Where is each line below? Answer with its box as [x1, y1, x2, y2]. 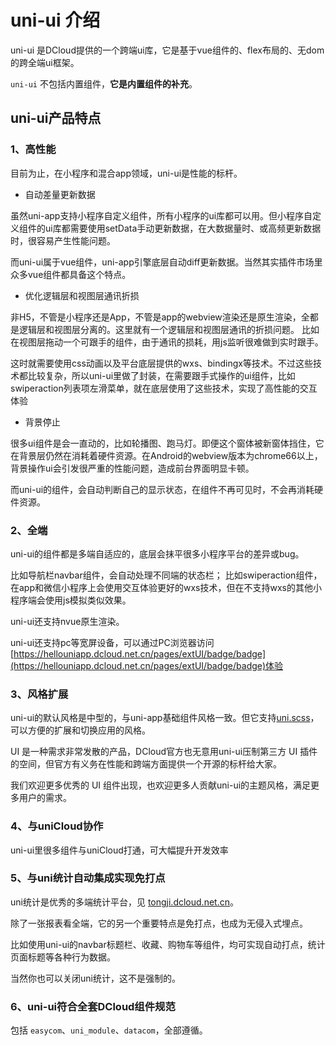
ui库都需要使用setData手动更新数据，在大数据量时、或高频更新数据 [44, 222, 322, 234]
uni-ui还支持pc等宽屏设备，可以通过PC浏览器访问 [10, 636, 215, 648]
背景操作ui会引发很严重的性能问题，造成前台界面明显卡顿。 [10, 462, 255, 474]
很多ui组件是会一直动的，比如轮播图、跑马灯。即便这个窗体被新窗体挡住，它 [10, 437, 325, 449]
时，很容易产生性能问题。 [10, 234, 116, 246]
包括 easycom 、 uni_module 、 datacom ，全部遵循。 [10, 1024, 208, 1036]
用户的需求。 [18, 792, 72, 804]
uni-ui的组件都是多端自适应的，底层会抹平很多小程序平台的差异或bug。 [10, 547, 305, 560]
